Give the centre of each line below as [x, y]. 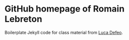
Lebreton [24, 19]
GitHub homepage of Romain [64, 9]
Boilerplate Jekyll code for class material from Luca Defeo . [64, 32]
